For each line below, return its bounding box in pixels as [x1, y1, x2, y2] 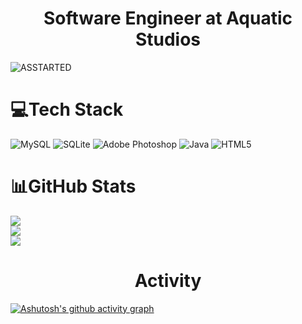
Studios [134, 28, 202, 51]
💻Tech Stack [10, 98, 124, 121]
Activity [134, 270, 202, 292]
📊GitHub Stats [10, 175, 137, 198]
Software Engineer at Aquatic [43, 7, 293, 30]
